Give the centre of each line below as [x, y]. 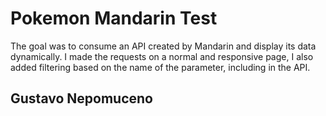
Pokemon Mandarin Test [114, 18]
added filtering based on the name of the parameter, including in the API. [160, 67]
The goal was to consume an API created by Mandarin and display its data [163, 46]
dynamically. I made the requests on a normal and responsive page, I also [162, 56]
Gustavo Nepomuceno [81, 98]
